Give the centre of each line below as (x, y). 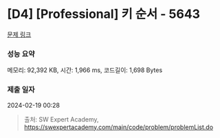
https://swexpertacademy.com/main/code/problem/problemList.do (119, 127)
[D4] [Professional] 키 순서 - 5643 (104, 14)
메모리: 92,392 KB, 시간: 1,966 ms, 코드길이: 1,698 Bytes (85, 70)
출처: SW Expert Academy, (61, 119)
